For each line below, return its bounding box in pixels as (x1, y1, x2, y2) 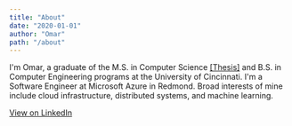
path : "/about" (9, 37, 66, 47)
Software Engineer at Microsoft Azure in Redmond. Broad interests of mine (9, 81, 283, 91)
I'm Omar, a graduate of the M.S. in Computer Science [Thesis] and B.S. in (9, 62, 282, 73)
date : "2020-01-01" (9, 21, 82, 30)
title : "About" (9, 12, 66, 22)
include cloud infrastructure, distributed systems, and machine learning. (9, 91, 274, 101)
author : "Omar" (9, 29, 66, 38)
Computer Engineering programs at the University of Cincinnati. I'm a (9, 72, 263, 83)
